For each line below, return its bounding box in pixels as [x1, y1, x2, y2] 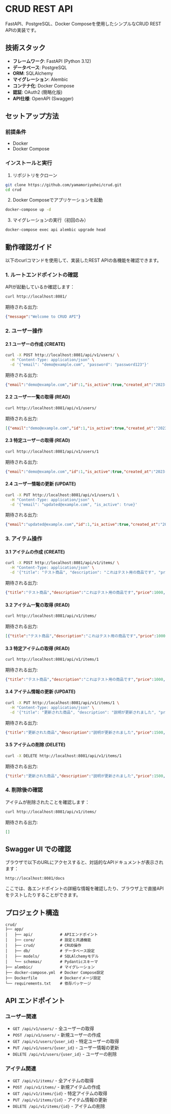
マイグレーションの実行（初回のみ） [12, 217, 89, 223]
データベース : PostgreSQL [12, 64, 67, 71]
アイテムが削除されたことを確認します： [5, 799, 90, 805]
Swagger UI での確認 [5, 844, 71, 853]
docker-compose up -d [5, 207, 51, 212]
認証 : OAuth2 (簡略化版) [12, 89, 63, 95]
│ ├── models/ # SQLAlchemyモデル [5, 954, 99, 959]
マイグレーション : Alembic [12, 76, 68, 82]
